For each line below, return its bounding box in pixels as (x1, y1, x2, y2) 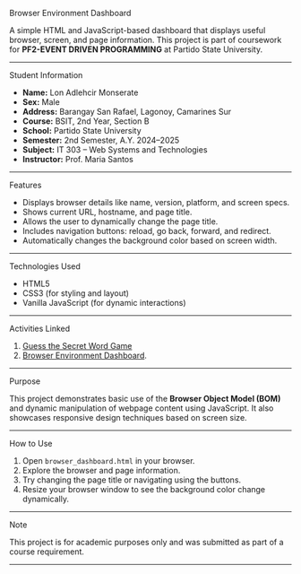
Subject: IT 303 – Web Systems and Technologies (21, 144, 208, 155)
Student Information (9, 70, 83, 80)
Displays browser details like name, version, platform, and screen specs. (21, 197, 290, 207)
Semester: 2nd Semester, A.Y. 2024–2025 (21, 135, 180, 145)
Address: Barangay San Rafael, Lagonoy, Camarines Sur (21, 107, 231, 117)
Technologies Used (9, 261, 81, 272)
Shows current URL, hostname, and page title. (21, 206, 193, 217)
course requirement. (9, 546, 85, 557)
